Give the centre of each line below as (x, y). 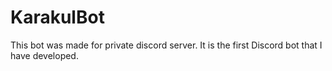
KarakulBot (57, 17)
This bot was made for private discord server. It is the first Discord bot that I (166, 45)
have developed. (44, 55)
